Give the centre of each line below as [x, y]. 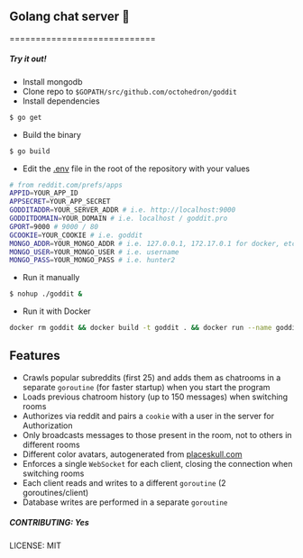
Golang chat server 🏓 [70, 17]
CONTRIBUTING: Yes [50, 523]
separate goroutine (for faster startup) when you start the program [146, 387]
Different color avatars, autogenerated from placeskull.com [132, 454]
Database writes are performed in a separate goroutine [125, 502]
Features [35, 356]
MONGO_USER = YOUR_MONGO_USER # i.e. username [94, 252]
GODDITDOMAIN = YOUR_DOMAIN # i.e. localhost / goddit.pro [119, 219]
